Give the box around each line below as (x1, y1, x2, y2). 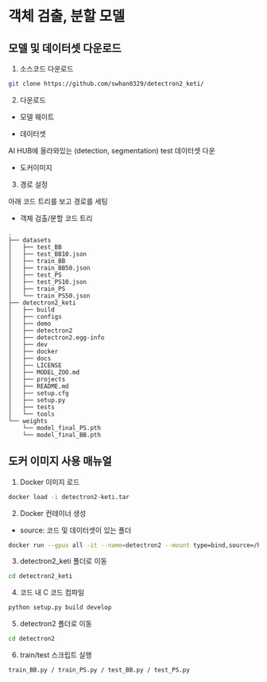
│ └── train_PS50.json (8, 292, 91, 300)
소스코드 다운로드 (19, 64, 74, 73)
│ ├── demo (8, 320, 52, 327)
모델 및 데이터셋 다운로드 (8, 41, 122, 55)
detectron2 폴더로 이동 (19, 619, 93, 629)
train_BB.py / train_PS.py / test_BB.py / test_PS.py (8, 666, 191, 674)
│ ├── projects (8, 375, 66, 383)
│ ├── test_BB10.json (8, 250, 87, 258)
